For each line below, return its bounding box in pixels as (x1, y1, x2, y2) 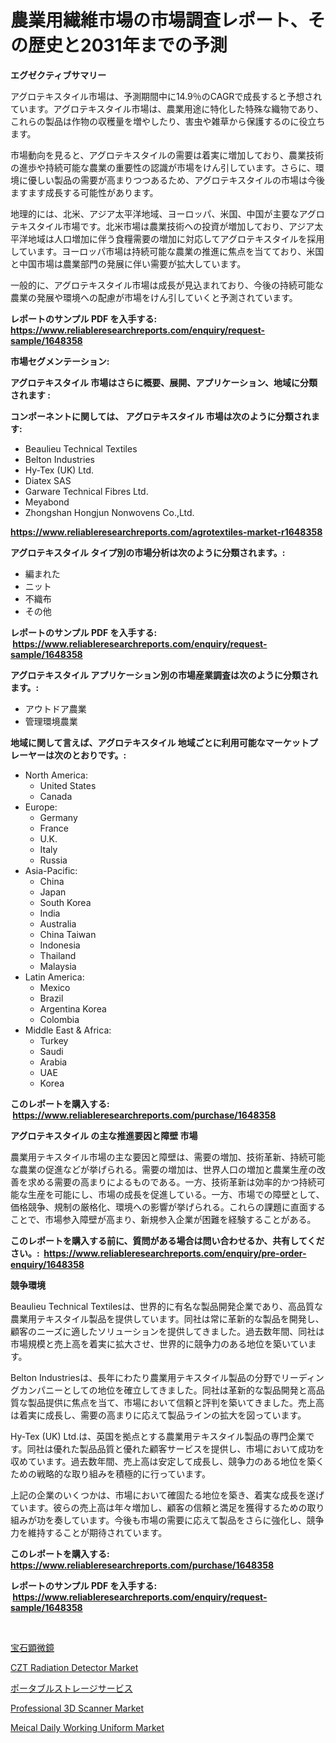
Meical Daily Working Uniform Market (10, 1721, 165, 1733)
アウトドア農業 (24, 702, 87, 715)
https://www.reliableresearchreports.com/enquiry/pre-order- (43, 1247, 307, 1259)
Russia (39, 854, 68, 866)
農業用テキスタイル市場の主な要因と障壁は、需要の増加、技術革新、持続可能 (10, 1151, 326, 1163)
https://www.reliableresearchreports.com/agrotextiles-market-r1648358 (10, 526, 323, 538)
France (39, 822, 70, 834)
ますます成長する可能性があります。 (10, 186, 159, 198)
